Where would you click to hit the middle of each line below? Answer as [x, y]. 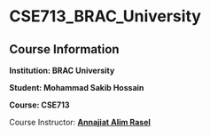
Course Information [64, 49]
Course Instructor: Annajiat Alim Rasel [80, 122]
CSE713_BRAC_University [105, 16]
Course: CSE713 [39, 105]
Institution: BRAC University [62, 70]
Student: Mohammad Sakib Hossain [77, 88]
